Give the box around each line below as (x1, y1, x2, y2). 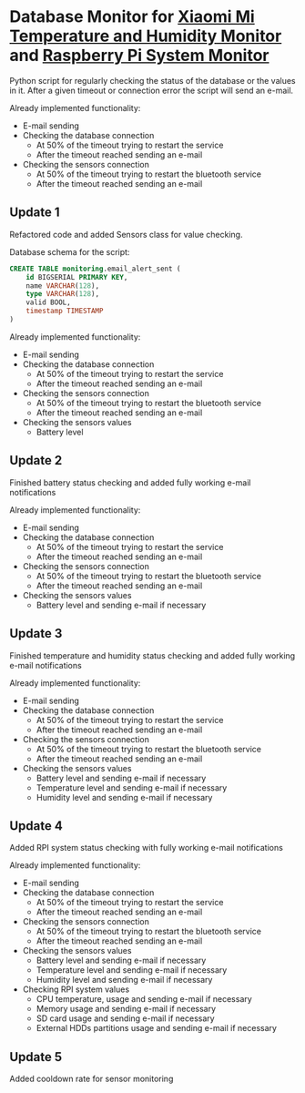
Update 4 (9, 818, 64, 833)
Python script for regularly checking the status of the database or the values (9, 75, 296, 86)
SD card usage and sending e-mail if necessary (36, 1013, 216, 1024)
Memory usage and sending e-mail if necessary (36, 1004, 217, 1015)
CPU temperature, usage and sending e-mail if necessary (36, 994, 252, 1005)
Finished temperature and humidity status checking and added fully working (9, 649, 296, 661)
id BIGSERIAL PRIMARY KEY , (25, 272, 128, 281)
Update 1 (9, 205, 61, 220)
